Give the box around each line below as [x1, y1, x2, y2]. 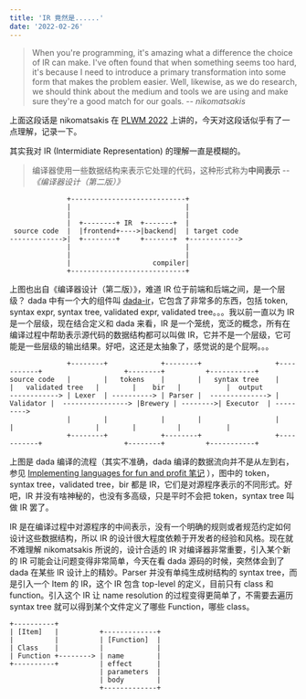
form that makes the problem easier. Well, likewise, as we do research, [31, 76, 298, 87]
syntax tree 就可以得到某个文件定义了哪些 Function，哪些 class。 [9, 600, 255, 612]
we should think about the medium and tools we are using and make [31, 86, 289, 97]
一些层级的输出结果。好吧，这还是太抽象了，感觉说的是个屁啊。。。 [25, 340, 274, 352]
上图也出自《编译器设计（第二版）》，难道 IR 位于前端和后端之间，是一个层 [9, 283, 286, 294]
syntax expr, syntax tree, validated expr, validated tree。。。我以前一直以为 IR [9, 306, 295, 317]
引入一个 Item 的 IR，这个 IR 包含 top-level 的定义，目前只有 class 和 [16, 577, 274, 589]
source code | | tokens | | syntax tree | [9, 375, 280, 384]
